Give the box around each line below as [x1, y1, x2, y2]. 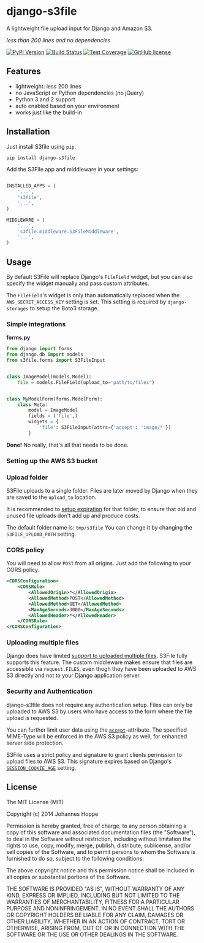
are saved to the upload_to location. [6, 493, 97, 501]
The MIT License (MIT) [6, 798, 64, 805]
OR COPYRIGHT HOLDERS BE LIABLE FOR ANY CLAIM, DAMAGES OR [6, 911, 184, 918]
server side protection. [6, 739, 64, 746]
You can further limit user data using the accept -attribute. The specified [6, 726, 187, 734]
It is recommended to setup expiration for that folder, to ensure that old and [6, 506, 197, 513]
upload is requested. [6, 714, 58, 721]
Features [6, 66, 41, 77]
